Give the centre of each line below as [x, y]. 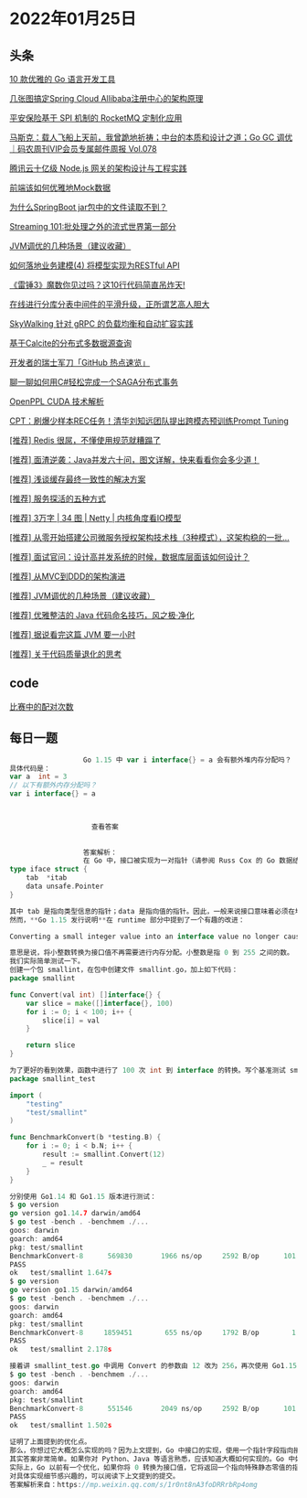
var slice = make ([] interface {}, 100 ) [100, 1003]
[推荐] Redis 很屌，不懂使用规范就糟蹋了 [85, 440]
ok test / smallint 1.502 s [61, 1426]
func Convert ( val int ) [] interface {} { [85, 995]
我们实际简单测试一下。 [47, 961]
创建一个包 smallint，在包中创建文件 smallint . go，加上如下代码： [124, 970]
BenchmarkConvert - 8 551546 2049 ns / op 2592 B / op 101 [153, 1408]
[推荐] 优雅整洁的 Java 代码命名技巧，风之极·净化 [102, 615]
